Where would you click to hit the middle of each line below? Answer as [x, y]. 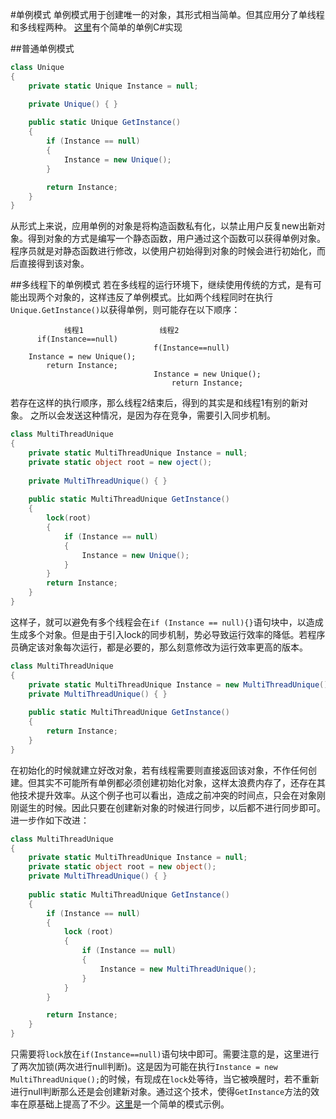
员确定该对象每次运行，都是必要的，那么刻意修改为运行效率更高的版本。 [159, 647]
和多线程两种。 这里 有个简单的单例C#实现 [96, 27]
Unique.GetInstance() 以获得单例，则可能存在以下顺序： [125, 310]
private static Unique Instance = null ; [113, 86]
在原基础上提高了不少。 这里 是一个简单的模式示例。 [124, 1104]
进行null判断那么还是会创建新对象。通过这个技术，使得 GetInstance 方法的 [161, 1091]
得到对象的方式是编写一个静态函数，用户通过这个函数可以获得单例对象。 [176, 239]
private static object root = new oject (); [120, 462]
